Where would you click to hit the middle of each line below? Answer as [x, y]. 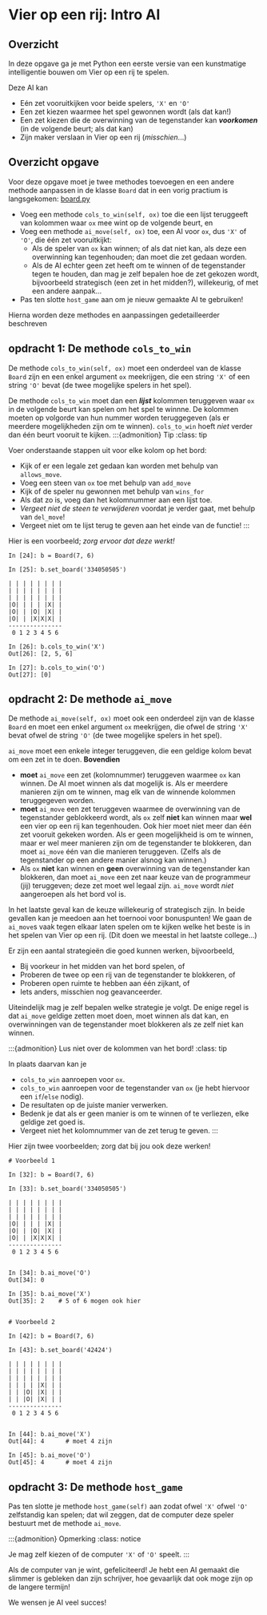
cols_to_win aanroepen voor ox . [72, 1080]
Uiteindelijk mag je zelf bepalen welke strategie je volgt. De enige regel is [129, 1007]
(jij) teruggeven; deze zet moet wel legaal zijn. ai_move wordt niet [127, 886]
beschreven [28, 323]
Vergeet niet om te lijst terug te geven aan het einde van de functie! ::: [135, 525]
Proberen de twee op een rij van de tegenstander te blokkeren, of [128, 975]
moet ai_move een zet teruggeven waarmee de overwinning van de [130, 809]
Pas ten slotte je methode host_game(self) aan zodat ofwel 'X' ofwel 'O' [128, 1506]
